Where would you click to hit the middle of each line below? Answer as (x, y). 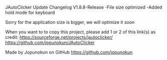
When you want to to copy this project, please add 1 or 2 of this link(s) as (80, 32)
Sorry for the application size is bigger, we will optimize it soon (70, 22)
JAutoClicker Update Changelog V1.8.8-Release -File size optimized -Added (84, 7)
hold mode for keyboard (30, 12)
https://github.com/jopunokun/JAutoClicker (50, 42)
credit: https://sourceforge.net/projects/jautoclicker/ (59, 37)
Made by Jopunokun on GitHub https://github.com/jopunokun (69, 52)
